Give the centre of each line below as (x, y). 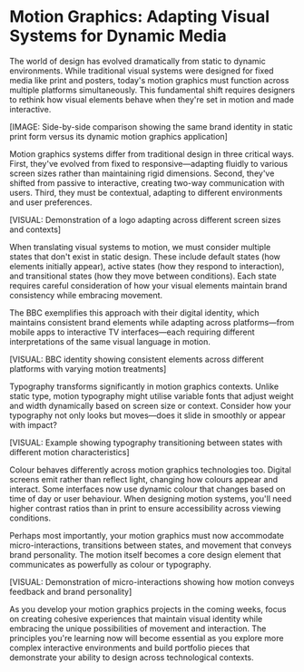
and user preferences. (51, 202)
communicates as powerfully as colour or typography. (110, 564)
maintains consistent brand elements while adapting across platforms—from (152, 322)
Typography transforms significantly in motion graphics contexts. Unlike (144, 386)
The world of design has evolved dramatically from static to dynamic (137, 61)
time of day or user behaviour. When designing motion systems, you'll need (151, 498)
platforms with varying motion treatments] (88, 368)
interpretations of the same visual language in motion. (110, 341)
